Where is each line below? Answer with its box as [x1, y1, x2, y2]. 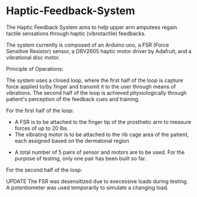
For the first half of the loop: [6, 107, 74, 114]
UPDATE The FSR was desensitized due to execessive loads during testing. [6, 178, 188, 185]
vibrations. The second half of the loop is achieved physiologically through [6, 89, 187, 96]
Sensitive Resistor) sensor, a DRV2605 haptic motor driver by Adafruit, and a [6, 47, 192, 54]
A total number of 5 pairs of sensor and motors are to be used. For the [14, 149, 185, 156]
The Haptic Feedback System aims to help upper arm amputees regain [6, 24, 178, 31]
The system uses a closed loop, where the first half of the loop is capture [6, 77, 183, 84]
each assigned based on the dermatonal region [14, 137, 129, 144]
